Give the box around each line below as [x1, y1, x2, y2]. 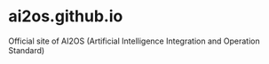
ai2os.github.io [8, 6, 123, 27]
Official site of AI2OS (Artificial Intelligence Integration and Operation [8, 36, 260, 46]
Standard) [8, 44, 45, 55]
